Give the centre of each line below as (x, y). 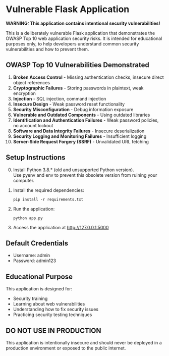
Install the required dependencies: (49, 190)
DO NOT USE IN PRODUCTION (53, 330)
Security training (30, 298)
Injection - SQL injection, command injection (60, 98)
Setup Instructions (36, 158)
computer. (24, 180)
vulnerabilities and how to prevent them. (47, 49)
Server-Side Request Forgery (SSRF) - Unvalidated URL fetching (81, 141)
